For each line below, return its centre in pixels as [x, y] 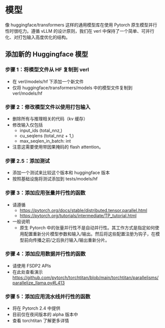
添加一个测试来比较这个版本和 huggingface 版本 [61, 173]
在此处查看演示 [27, 272]
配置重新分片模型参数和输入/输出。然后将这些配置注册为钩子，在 [90, 234]
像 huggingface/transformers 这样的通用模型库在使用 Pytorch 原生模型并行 [81, 25]
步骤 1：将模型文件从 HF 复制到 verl [47, 70]
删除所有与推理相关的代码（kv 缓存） [50, 118]
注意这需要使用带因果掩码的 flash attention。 [58, 147]
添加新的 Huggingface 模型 [47, 54]
